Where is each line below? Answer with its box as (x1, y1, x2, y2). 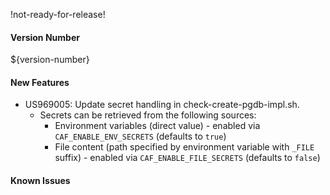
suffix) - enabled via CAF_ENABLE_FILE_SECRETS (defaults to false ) (54, 152, 321, 164)
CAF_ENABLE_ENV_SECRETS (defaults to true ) (54, 130, 227, 143)
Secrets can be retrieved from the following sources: (39, 109, 257, 121)
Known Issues (10, 175, 71, 186)
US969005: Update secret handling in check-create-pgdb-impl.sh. (24, 99, 300, 111)
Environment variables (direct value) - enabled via (54, 120, 261, 132)
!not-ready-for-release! (10, 9, 106, 20)
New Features (10, 76, 70, 88)
